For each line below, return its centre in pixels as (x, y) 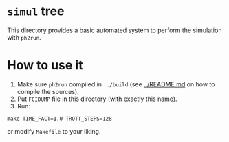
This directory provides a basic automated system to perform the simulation (115, 30)
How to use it (45, 66)
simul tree (36, 11)
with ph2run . (24, 37)
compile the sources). (48, 91)
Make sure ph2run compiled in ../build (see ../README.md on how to (116, 84)
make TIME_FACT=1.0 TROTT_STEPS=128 (59, 119)
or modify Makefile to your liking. (54, 131)
